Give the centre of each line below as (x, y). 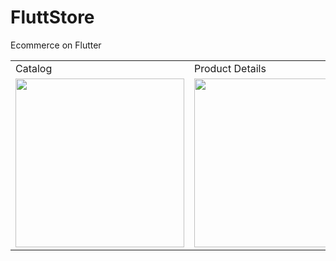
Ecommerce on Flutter (56, 45)
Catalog (34, 68)
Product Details (230, 68)
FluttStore (52, 17)
